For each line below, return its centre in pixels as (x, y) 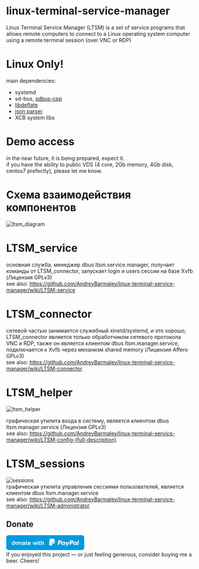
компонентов (41, 207)
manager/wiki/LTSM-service (41, 290)
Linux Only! (35, 64)
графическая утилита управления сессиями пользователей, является (95, 486)
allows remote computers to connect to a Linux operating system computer (98, 33)
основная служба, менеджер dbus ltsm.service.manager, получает (90, 265)
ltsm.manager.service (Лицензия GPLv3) (56, 427)
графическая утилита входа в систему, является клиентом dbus (88, 421)
